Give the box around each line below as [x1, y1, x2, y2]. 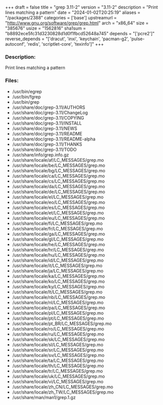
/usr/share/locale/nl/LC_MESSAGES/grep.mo [12, 299, 104, 305]
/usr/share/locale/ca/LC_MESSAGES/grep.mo [12, 173, 105, 179]
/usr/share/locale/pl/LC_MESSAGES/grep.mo [12, 310, 104, 316]
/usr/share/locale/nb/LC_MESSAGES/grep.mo [12, 294, 106, 300]
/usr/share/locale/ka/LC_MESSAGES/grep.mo [12, 273, 105, 279]
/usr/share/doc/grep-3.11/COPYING [12, 115, 84, 121]
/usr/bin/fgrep [12, 94, 41, 100]
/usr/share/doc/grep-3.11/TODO [12, 146, 77, 152]
